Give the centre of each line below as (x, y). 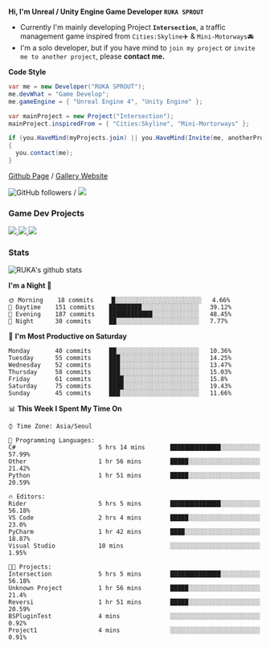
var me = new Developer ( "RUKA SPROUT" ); (77, 87)
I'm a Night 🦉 (30, 285)
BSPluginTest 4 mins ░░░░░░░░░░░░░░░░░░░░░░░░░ (135, 617)
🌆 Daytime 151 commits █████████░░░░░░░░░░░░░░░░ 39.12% (120, 308)
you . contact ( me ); (45, 153)
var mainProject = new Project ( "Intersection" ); (91, 116)
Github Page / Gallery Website (58, 175)
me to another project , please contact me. (92, 56)
